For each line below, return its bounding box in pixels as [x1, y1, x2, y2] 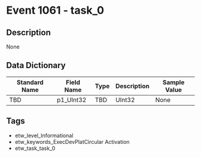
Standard [17, 78, 44, 87]
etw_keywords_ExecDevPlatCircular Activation [14, 138, 130, 145]
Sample [162, 78, 185, 87]
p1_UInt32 [56, 96, 87, 104]
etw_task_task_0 [14, 144, 56, 152]
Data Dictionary [6, 60, 66, 70]
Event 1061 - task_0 [6, 4, 105, 17]
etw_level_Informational [14, 132, 74, 139]
